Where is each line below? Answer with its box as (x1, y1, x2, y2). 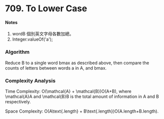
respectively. (5, 98, 31, 104)
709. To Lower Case (5, 3, 87, 14)
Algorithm (5, 48, 30, 55)
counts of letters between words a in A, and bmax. (5, 65, 107, 71)
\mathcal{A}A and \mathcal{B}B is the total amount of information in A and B (5, 94, 159, 99)
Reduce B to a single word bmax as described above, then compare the (5, 60, 149, 66)
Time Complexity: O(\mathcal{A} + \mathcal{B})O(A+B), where (5, 88, 132, 94)
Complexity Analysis (5, 77, 56, 84)
